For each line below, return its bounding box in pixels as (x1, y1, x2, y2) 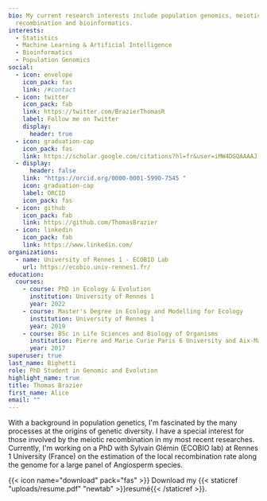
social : (8, 64, 34, 72)
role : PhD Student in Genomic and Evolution (8, 367, 158, 375)
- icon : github (15, 204, 66, 212)
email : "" (8, 396, 41, 404)
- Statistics (15, 33, 59, 42)
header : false (29, 167, 77, 175)
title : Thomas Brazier (8, 381, 83, 390)
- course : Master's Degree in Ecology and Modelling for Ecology (22, 307, 244, 315)
